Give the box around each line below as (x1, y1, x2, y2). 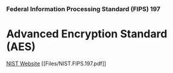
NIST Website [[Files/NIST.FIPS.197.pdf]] (6, 60, 107, 67)
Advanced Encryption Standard (6, 27, 168, 41)
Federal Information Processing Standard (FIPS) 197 (6, 5, 161, 13)
